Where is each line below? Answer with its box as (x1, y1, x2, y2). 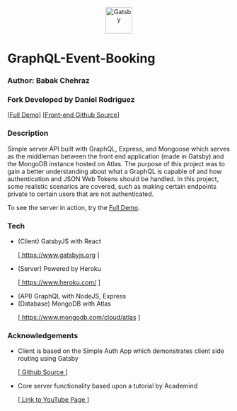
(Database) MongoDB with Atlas (17, 299, 112, 308)
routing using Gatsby (17, 354, 79, 363)
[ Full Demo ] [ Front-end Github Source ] (7, 110, 120, 120)
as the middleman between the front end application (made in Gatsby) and (7, 152, 224, 161)
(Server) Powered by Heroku (17, 265, 101, 272)
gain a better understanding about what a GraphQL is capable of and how (7, 167, 222, 175)
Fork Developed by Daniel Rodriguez (7, 95, 135, 105)
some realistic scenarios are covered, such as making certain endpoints (7, 182, 217, 190)
